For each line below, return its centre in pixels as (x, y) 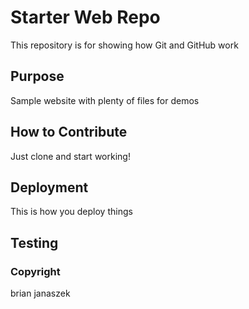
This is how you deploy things (71, 212)
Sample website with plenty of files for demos (105, 100)
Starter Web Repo (85, 17)
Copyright (35, 271)
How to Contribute (69, 132)
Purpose (37, 76)
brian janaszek (40, 293)
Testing (34, 242)
